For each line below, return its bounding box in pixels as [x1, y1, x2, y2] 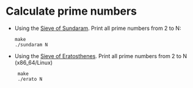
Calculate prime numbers [5, 4, 137, 18]
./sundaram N [14, 42, 48, 48]
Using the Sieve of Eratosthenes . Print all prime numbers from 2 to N [14, 52, 188, 59]
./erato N [17, 76, 43, 82]
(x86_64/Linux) [14, 59, 53, 66]
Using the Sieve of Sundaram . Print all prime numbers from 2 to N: [14, 24, 181, 32]
